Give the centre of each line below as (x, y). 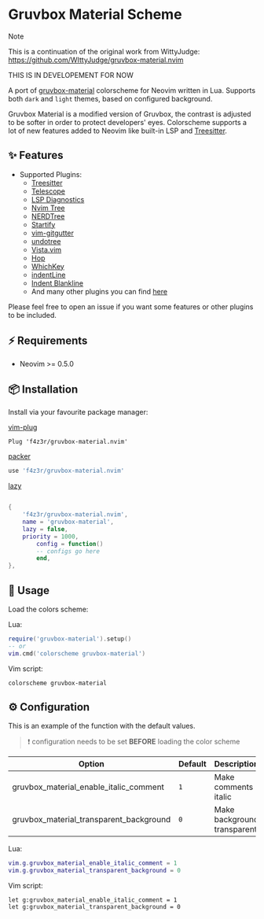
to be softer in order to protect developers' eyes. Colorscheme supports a (128, 122)
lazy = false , (45, 529)
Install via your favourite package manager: (78, 412)
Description (236, 764)
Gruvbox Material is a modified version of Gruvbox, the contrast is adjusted (130, 114)
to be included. (33, 315)
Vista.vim (46, 249)
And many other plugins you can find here (99, 291)
